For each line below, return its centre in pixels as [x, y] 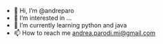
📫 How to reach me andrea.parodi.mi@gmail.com [85, 33]
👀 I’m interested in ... [43, 18]
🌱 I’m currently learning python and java [70, 25]
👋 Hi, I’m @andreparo [44, 11]
